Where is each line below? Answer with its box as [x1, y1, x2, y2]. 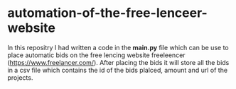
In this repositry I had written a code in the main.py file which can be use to [7, 43, 229, 52]
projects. [7, 73, 33, 82]
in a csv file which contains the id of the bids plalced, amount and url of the [7, 66, 228, 74]
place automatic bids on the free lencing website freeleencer [7, 51, 186, 59]
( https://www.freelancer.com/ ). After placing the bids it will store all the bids [7, 58, 230, 66]
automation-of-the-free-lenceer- [7, 5, 208, 21]
